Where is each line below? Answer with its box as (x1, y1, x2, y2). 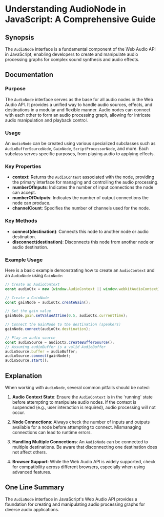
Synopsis (5, 33, 34, 41)
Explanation (5, 372, 42, 380)
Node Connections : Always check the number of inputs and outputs (12, 419, 150, 425)
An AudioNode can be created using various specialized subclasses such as (5, 140, 156, 146)
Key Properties (5, 163, 41, 169)
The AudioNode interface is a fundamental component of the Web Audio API (5, 46, 156, 52)
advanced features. (12, 469, 52, 475)
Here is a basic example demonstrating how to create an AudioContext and (5, 267, 155, 273)
